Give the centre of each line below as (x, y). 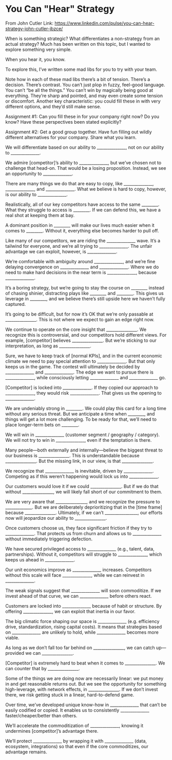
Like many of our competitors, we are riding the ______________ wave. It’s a (83, 240)
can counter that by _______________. (43, 668)
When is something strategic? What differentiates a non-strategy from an (83, 38)
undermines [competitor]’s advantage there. (52, 731)
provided (15, 653)
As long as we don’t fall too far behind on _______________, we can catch (80, 648)
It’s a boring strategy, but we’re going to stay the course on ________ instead (85, 287)
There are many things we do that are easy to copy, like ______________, (80, 183)
